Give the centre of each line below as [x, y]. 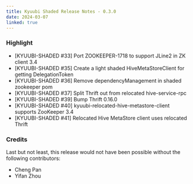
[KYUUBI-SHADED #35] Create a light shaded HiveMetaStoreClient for [99, 68]
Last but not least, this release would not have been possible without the [93, 152]
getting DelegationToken [44, 74]
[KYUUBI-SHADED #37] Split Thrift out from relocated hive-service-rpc [101, 93]
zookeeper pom [33, 87]
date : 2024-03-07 [27, 17]
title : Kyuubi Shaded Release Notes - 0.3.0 [61, 11]
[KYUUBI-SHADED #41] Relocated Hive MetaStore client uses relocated [101, 118]
